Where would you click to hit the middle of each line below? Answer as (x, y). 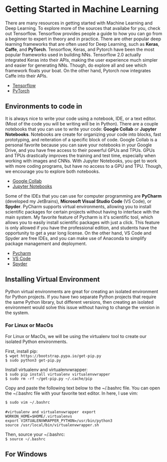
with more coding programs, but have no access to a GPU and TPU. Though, (84, 166)
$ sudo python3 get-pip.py (33, 360)
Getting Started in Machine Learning (82, 9)
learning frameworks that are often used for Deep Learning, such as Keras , (82, 44)
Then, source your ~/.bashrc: (35, 434)
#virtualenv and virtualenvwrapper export (51, 412)
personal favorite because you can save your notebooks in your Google (79, 145)
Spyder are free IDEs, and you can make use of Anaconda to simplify (76, 238)
